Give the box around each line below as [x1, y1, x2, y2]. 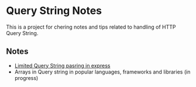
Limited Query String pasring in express [14, 62, 111, 69]
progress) [14, 74, 39, 81]
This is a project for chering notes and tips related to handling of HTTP [6, 23, 176, 30]
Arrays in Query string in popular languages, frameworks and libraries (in [14, 68, 191, 75]
